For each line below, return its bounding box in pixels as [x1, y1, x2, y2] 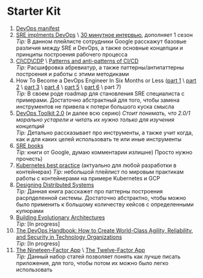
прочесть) [15, 155, 43, 162]
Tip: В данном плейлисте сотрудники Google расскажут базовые [15, 37, 187, 45]
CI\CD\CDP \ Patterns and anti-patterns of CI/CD [15, 57, 139, 64]
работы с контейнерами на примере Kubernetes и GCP [15, 174, 160, 182]
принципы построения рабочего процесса [15, 50, 128, 58]
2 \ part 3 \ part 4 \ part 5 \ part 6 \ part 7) [15, 83, 121, 90]
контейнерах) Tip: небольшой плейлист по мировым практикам [15, 168, 184, 176]
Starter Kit [7, 4, 61, 18]
